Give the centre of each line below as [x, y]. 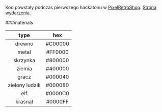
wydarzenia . [18, 13]
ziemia [24, 68]
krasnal [24, 102]
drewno [24, 44]
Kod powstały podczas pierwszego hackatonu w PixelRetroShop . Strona [81, 7]
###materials [19, 23]
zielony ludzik [24, 85]
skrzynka [24, 60]
